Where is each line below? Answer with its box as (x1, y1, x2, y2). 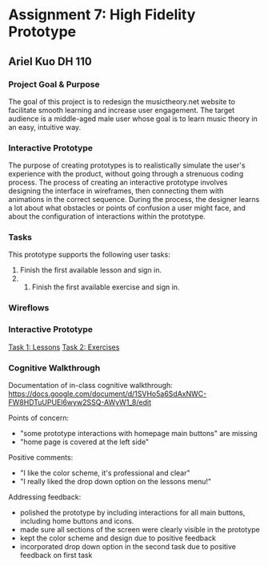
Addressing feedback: (8, 491, 82, 502)
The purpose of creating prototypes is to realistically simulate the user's (8, 160, 246, 170)
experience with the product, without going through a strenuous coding (8, 169, 244, 179)
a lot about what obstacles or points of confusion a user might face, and (8, 203, 246, 213)
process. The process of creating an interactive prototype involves (8, 178, 228, 188)
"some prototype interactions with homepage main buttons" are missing (19, 428, 258, 438)
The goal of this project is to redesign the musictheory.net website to (8, 96, 236, 106)
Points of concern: (8, 413, 70, 422)
